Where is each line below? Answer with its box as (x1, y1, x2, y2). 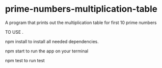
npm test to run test (5, 57, 45, 63)
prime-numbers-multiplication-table (5, 3, 158, 15)
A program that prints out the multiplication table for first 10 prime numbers (5, 20, 157, 25)
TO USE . (5, 29, 24, 35)
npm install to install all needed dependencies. (5, 38, 99, 45)
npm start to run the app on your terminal (5, 48, 88, 54)
